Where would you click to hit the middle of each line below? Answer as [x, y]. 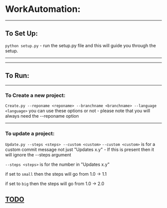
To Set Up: [22, 34]
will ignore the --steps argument [38, 155]
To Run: [17, 76]
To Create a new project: [35, 95]
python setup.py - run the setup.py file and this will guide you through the [81, 45]
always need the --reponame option [42, 116]
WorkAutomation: [43, 9]
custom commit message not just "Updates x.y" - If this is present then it [80, 149]
